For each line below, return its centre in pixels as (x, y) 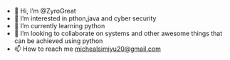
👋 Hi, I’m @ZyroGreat (45, 11)
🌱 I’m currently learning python (59, 26)
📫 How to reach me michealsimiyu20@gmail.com (88, 49)
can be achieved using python (58, 41)
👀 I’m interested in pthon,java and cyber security (85, 18)
